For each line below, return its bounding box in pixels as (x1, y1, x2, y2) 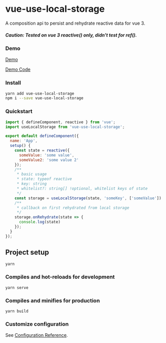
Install (5, 79, 22, 86)
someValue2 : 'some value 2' (18, 157, 79, 162)
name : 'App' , (10, 138, 38, 144)
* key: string (16, 181, 47, 186)
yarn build (5, 309, 29, 314)
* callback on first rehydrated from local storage (16, 205, 130, 211)
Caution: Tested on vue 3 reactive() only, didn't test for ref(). (5, 32, 137, 38)
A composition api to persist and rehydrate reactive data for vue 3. (5, 20, 146, 26)
